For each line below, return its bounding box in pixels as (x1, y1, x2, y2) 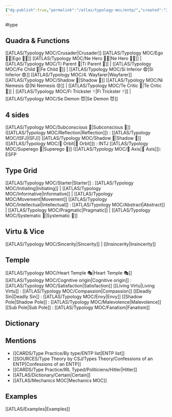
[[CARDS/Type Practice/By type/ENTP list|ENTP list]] (12, 350, 125, 356)
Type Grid (5, 166, 37, 175)
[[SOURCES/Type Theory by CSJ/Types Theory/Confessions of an (12, 356, 153, 362)
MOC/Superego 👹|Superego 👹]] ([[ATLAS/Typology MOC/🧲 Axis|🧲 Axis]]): (5, 146, 161, 152)
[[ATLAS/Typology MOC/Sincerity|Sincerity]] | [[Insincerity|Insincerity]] (5, 241, 156, 247)
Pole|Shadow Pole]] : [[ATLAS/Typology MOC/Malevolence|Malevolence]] (5, 299, 161, 305)
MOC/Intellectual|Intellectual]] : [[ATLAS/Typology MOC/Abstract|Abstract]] (5, 202, 165, 208)
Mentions (5, 337, 37, 345)
